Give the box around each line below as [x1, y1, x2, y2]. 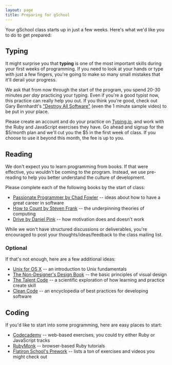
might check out [12, 354, 48, 360]
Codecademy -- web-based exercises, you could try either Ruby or [12, 332, 155, 338]
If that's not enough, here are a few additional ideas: [5, 256, 116, 262]
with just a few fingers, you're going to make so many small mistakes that [5, 71, 161, 78]
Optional [5, 245, 27, 252]
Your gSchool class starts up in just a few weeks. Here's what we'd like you [5, 26, 165, 32]
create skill [12, 282, 36, 288]
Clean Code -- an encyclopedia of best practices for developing [12, 288, 148, 294]
